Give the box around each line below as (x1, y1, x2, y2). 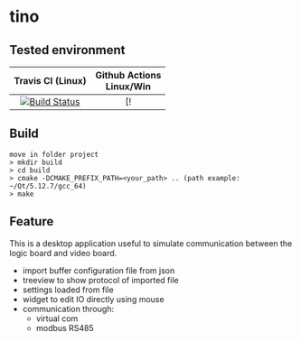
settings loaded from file (22, 284, 115, 295)
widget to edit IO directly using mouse (22, 293, 165, 304)
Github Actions (94, 69, 162, 81)
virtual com (35, 313, 79, 324)
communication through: (22, 303, 115, 314)
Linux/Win (105, 80, 152, 92)
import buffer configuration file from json (22, 264, 175, 276)
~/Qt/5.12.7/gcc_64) (9, 181, 88, 190)
